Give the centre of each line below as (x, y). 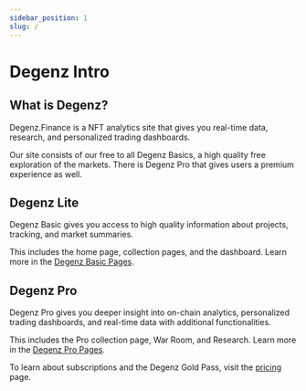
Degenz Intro (59, 72)
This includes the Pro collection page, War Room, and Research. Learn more (153, 340)
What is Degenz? (59, 106)
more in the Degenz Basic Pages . (72, 262)
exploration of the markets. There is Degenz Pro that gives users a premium (152, 164)
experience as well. (46, 174)
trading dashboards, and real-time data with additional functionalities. (140, 322)
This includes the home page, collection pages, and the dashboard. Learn (148, 252)
